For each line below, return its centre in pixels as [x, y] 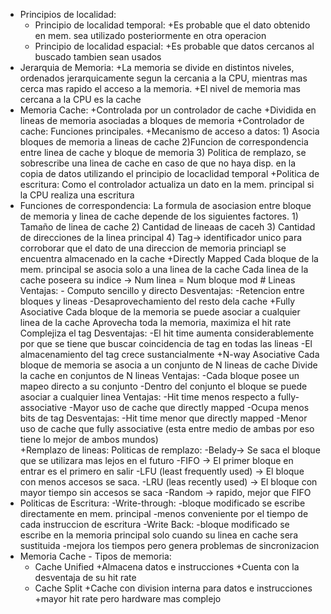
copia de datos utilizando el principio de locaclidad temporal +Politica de [169, 173]
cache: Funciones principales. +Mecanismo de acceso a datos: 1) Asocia [169, 131]
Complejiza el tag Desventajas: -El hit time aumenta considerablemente [167, 333]
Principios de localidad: [68, 14]
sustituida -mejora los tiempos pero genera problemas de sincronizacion [169, 545]
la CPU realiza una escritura [77, 195]
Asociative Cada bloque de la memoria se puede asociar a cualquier [160, 312]
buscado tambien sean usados [98, 57]
